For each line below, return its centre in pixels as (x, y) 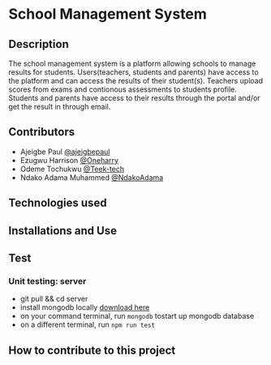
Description (39, 44)
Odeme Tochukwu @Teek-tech (72, 169)
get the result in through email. (60, 107)
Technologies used (58, 203)
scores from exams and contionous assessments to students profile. (123, 89)
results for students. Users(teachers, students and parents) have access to (133, 72)
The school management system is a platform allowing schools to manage (132, 63)
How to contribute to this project (92, 350)
